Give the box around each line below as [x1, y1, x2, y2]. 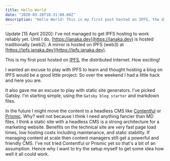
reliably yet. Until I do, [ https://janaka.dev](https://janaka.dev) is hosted [5, 36, 154, 42]
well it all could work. [5, 151, 49, 157]
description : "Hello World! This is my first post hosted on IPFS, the [5, 17, 159, 22]
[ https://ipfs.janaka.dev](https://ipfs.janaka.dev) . [5, 47, 106, 53]
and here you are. [5, 77, 42, 84]
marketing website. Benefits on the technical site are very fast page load [5, 124, 156, 130]
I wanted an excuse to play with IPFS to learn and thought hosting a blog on [5, 67, 163, 73]
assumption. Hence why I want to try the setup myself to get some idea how [5, 146, 164, 152]
